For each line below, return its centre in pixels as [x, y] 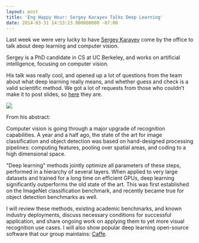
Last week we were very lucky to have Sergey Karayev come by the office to [100, 40]
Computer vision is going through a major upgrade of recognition [86, 129]
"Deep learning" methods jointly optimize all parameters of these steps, [94, 166]
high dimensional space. [36, 154]
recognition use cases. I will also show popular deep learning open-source [97, 228]
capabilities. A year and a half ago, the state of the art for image [84, 135]
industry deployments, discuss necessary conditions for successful [89, 215]
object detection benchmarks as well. [52, 197]
